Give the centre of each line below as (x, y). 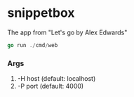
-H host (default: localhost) (56, 79)
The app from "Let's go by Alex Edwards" (67, 32)
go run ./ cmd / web (33, 45)
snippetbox (41, 13)
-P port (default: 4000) (51, 86)
